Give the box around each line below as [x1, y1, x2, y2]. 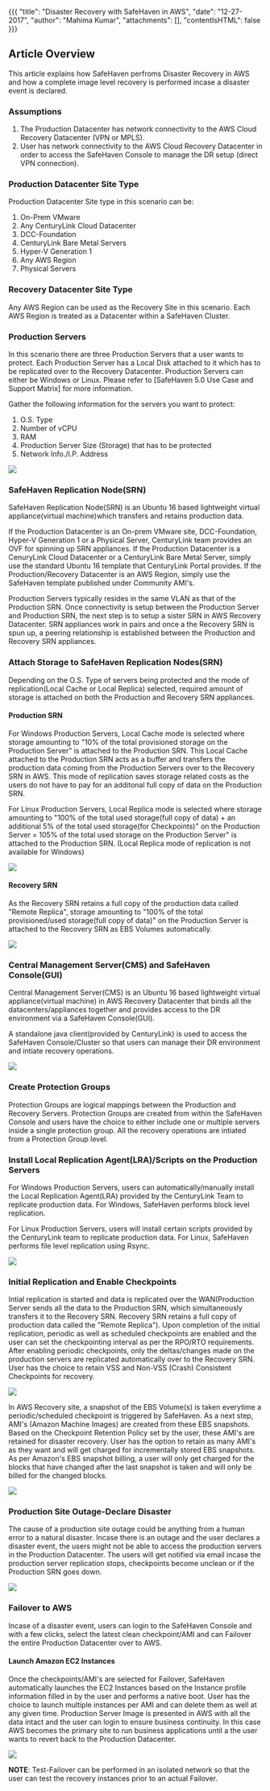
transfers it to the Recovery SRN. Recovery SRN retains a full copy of [8, 1311, 237, 1321]
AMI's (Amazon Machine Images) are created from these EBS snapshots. [8, 1419, 251, 1429]
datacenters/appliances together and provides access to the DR [8, 1005, 221, 1015]
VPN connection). [19, 159, 79, 168]
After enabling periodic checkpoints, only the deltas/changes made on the [8, 1346, 255, 1356]
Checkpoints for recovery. [8, 1372, 95, 1382]
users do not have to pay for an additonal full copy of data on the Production [8, 779, 262, 789]
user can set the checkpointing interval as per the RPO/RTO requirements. [8, 1337, 255, 1347]
